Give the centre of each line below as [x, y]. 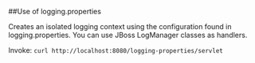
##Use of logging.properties [55, 11]
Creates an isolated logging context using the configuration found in [120, 26]
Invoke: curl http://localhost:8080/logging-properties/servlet [116, 50]
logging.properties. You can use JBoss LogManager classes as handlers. [128, 35]
